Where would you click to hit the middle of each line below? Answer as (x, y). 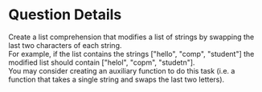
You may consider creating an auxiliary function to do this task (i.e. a (122, 70)
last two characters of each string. (65, 45)
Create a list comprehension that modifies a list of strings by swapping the (131, 37)
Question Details (65, 15)
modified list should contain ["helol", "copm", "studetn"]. (102, 62)
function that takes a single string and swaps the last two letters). (117, 79)
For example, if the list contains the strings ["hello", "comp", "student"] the (131, 54)
